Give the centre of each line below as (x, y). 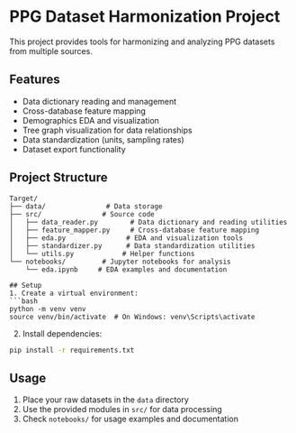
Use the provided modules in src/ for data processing (122, 410)
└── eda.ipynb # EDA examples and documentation (126, 269)
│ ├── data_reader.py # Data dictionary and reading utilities (148, 222)
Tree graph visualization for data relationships (107, 130)
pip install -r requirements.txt (72, 350)
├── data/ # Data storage (86, 206)
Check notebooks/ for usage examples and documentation (130, 419)
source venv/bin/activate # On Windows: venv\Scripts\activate (132, 317)
